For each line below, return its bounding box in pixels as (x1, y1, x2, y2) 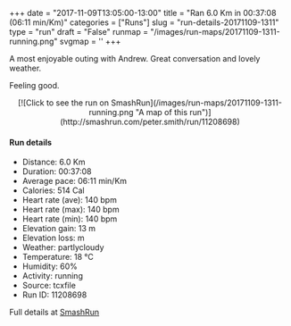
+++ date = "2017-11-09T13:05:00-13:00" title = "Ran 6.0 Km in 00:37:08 (9, 8, 277, 18)
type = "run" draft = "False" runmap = (9, 27, 149, 37)
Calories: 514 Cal (21, 185, 85, 196)
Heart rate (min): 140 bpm (21, 213, 118, 224)
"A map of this (135, 107, 188, 117)
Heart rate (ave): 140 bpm (21, 195, 118, 205)
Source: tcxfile (21, 280, 76, 291)
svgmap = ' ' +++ (59, 36, 121, 46)
